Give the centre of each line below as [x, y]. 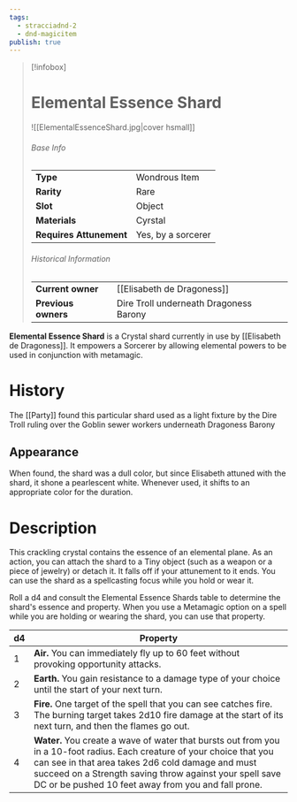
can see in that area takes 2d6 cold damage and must [145, 763]
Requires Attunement [81, 235]
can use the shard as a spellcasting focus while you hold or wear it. [132, 581]
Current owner [67, 288]
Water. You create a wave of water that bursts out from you [157, 741]
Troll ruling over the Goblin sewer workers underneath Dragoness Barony [142, 424]
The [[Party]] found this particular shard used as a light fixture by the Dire [143, 415]
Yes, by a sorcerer [173, 235]
